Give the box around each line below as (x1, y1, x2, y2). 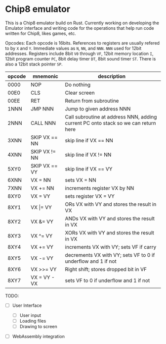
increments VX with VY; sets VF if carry (65, 243, 157, 250)
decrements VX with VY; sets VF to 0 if (65, 251, 155, 258)
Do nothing (65, 81, 91, 88)
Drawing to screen (19, 324, 58, 330)
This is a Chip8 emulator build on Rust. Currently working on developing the (5, 20, 160, 26)
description (98, 73, 126, 80)
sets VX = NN (65, 176, 96, 183)
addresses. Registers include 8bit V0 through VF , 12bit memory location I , (5, 51, 154, 57)
